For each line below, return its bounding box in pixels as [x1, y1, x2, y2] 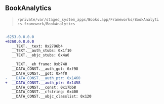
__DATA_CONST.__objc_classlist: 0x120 [11, 94, 92, 99]
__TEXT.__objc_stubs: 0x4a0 [11, 53, 70, 58]
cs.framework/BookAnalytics [17, 21, 75, 26]
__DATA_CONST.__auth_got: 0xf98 [11, 66, 79, 71]
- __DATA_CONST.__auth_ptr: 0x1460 [5, 75, 81, 81]
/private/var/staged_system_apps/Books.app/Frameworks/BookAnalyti [17, 17, 159, 22]
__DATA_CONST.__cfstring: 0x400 [11, 89, 79, 95]
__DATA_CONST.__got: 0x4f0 [11, 71, 68, 76]
